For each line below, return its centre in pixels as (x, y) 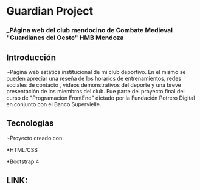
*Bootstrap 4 (23, 161)
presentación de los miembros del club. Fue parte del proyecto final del (95, 91)
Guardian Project (50, 11)
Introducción (31, 57)
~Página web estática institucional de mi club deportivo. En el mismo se (96, 72)
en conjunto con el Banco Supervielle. (54, 104)
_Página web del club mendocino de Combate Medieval (90, 30)
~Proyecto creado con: (35, 138)
